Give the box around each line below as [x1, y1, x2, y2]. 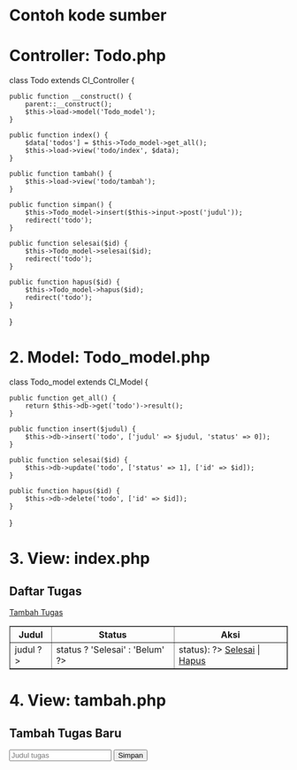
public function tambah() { [9, 170, 113, 179]
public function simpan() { [9, 201, 113, 210]
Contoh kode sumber [9, 5, 167, 26]
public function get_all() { [9, 394, 117, 403]
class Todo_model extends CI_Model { [9, 377, 148, 387]
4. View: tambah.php [9, 690, 166, 711]
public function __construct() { [9, 92, 133, 102]
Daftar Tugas [9, 583, 82, 598]
